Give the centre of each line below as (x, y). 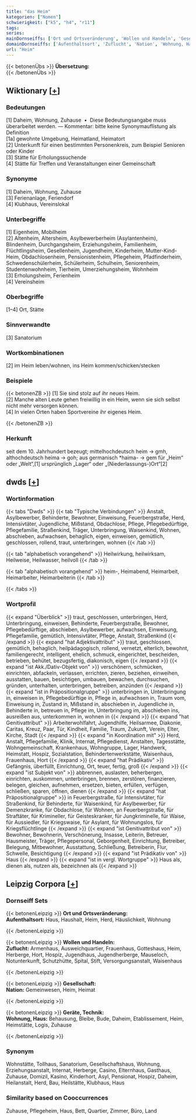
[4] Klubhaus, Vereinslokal (38, 204)
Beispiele (20, 380)
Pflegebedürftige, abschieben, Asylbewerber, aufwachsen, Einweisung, (92, 629)
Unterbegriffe (26, 219)
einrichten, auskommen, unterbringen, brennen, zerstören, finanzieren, (91, 778)
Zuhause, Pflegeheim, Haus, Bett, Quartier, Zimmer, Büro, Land (82, 1111)
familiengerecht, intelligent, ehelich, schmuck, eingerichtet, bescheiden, (92, 654)
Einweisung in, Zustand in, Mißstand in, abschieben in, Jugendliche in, (90, 704)
